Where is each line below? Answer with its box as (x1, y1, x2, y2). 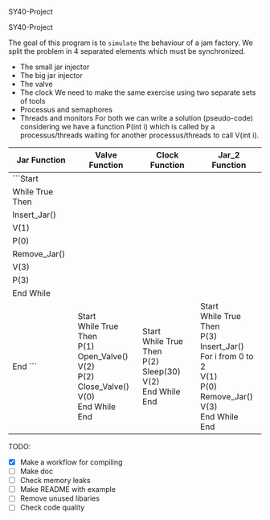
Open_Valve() (77, 351, 129, 362)
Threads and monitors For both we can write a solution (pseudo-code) (19, 113, 253, 123)
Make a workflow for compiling (19, 457, 123, 467)
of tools (19, 96, 46, 105)
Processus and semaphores (19, 104, 112, 114)
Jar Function (16, 154, 66, 166)
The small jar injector (19, 62, 90, 72)
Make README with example (19, 485, 117, 494)
